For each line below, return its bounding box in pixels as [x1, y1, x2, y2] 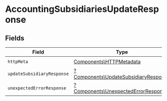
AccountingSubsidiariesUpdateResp [5, 3, 159, 15]
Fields [5, 34, 25, 42]
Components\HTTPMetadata [74, 58, 141, 65]
